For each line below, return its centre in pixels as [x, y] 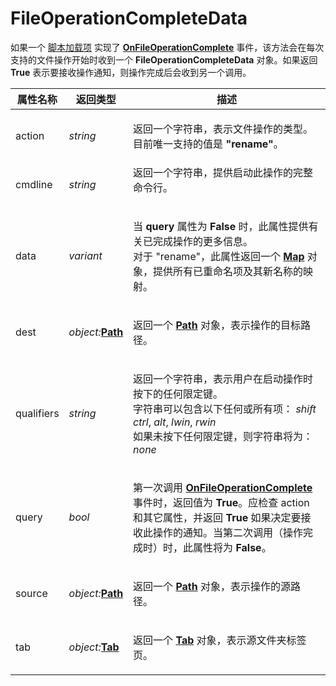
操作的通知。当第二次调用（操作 [228, 532]
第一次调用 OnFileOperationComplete [223, 487]
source [31, 593]
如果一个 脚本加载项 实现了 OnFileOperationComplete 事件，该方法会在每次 [167, 47]
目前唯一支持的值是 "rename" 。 [208, 144]
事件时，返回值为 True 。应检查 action [221, 502]
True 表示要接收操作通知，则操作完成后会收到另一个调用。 [131, 72]
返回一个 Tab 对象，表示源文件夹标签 [220, 640]
